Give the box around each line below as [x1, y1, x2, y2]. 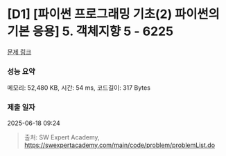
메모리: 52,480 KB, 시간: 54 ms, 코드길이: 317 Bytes [7, 84, 151, 92]
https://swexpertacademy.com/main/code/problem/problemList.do [24, 141, 216, 149]
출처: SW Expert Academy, [24, 133, 100, 142]
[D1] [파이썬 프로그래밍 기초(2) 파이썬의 [7, 6, 220, 22]
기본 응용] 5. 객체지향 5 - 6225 [7, 23, 174, 39]
